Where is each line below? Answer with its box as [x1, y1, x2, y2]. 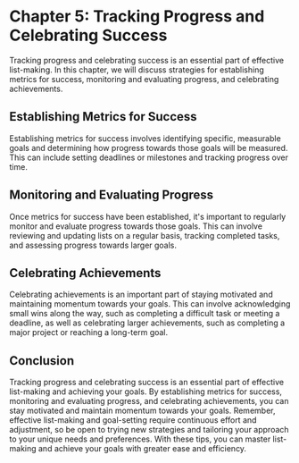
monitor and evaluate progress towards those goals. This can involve [9, 221, 263, 231]
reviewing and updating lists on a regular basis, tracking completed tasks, [9, 230, 280, 240]
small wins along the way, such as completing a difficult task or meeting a [9, 308, 280, 319]
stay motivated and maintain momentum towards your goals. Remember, [9, 405, 276, 417]
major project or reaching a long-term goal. [9, 327, 169, 338]
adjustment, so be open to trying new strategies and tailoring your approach [9, 425, 289, 435]
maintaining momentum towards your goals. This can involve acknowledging [9, 299, 291, 309]
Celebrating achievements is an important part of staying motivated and [9, 289, 274, 300]
